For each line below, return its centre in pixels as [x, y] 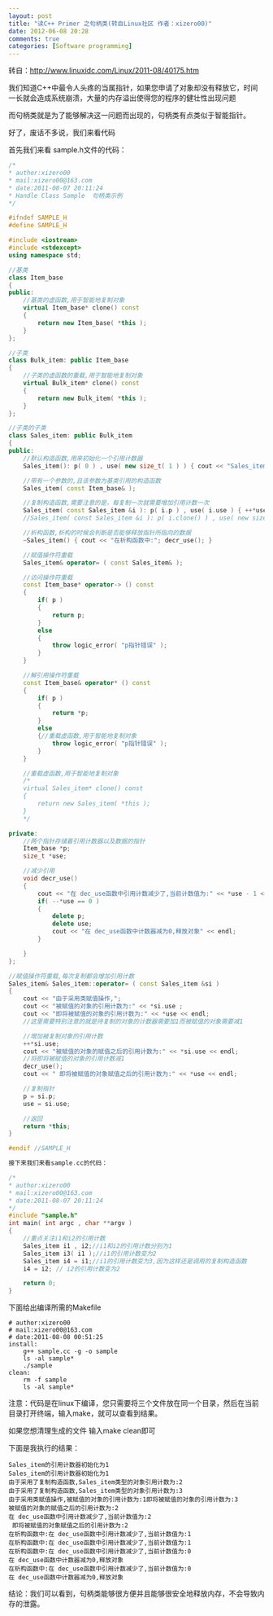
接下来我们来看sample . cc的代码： [58, 1163]
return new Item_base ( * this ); [93, 323]
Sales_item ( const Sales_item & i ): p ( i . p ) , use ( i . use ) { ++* [140, 511]
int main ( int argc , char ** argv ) [70, 1223]
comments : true [34, 39]
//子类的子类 [27, 428]
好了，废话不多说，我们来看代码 [62, 133]
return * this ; [47, 1126]
